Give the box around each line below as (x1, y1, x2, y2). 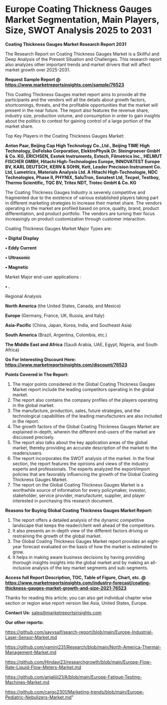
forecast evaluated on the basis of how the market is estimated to (22, 543, 158, 549)
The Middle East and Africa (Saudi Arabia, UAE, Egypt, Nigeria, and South (5, 341, 158, 347)
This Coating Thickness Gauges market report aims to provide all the (5, 91, 147, 97)
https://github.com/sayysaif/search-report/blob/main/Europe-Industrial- (5, 629, 154, 635)
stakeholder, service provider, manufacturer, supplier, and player (12, 492, 146, 498)
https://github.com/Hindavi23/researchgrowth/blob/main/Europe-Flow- (5, 659, 152, 665)
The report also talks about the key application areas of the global (12, 439, 148, 445)
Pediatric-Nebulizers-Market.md (5, 694, 72, 700)
